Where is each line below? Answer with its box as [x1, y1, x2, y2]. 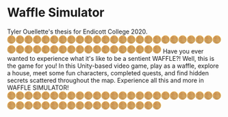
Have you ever [162, 47, 204, 55]
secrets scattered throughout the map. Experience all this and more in [7, 76, 204, 84]
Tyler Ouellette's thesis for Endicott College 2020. [7, 27, 148, 36]
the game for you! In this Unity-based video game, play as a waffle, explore [7, 62, 219, 70]
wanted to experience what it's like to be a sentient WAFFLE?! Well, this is [7, 54, 214, 62]
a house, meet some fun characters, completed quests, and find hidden [7, 68, 210, 77]
